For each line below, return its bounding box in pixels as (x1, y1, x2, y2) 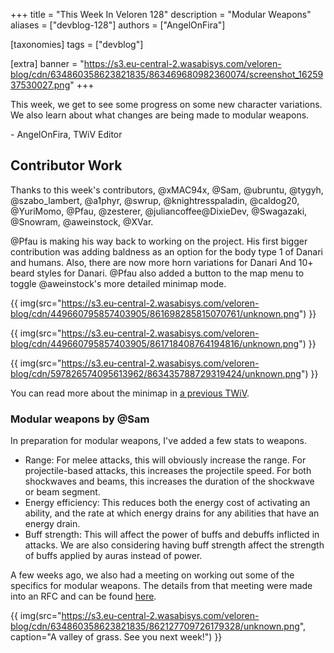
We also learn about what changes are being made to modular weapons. (10, 109, 310, 121)
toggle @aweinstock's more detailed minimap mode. (10, 277, 227, 289)
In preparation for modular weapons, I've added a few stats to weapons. (10, 435, 307, 447)
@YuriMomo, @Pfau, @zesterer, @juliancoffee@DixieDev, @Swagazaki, (10, 205, 308, 217)
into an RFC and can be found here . (10, 590, 157, 603)
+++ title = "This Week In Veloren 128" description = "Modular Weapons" (10, 9, 312, 20)
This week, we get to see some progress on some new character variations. (10, 99, 323, 110)
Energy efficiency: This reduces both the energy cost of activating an (24, 497, 311, 509)
